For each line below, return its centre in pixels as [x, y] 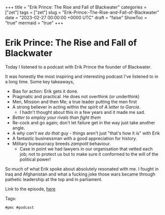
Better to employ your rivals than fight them [56, 117]
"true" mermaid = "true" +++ [34, 23]
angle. [19, 128]
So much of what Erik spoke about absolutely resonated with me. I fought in [82, 169]
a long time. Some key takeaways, [40, 81]
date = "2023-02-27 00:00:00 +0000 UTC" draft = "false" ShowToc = [76, 18]
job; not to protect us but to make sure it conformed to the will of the [89, 154]
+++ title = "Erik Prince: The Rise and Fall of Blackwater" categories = [76, 7]
